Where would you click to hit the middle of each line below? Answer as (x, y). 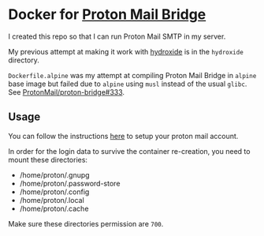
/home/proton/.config (54, 192)
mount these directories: (48, 159)
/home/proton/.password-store (70, 183)
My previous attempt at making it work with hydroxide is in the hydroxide (126, 51)
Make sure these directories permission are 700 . (86, 223)
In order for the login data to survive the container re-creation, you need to (129, 151)
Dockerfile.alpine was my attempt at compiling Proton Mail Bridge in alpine (132, 75)
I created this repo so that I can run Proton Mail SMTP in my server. (117, 36)
